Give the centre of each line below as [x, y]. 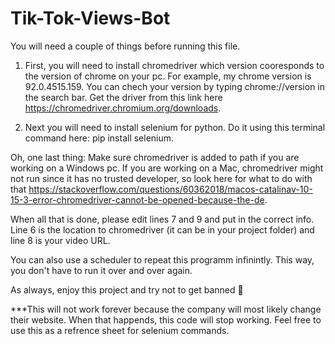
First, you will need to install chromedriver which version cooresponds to [174, 65]
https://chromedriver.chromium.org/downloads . [123, 108]
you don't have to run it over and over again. [101, 270]
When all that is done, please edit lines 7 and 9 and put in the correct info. [162, 219]
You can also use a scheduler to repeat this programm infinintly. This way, [162, 259]
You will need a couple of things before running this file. [125, 46]
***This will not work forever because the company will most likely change [166, 309]
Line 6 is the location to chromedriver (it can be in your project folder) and [162, 229]
